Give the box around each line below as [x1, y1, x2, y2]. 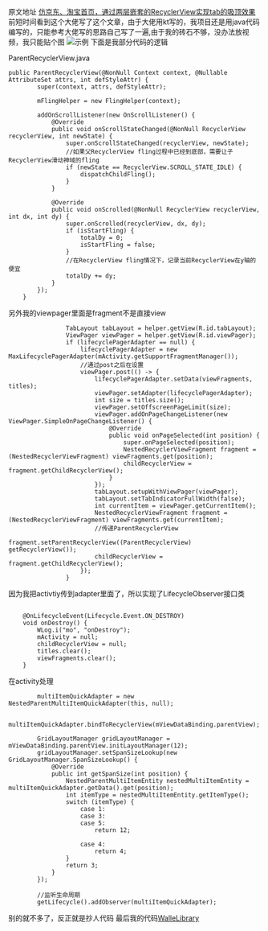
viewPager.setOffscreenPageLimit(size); [94, 403, 231, 411]
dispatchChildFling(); [79, 171, 156, 179]
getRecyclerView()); [8, 546, 78, 554]
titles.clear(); [37, 647, 91, 655]
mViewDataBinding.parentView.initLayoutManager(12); [8, 742, 189, 750]
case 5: [79, 819, 106, 827]
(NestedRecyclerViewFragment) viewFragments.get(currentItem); [8, 516, 225, 524]
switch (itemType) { [65, 798, 135, 806]
